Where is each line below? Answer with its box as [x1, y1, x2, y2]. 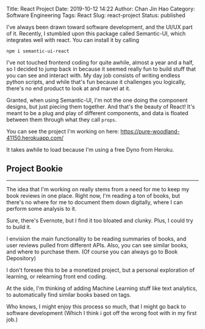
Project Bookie [6, 164, 63, 174]
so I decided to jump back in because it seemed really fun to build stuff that [6, 65, 196, 73]
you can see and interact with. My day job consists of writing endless [6, 72, 181, 79]
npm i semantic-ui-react [6, 48, 70, 54]
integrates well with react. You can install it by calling [6, 37, 139, 43]
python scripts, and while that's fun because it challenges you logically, [6, 79, 186, 85]
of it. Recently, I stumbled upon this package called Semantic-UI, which [6, 30, 186, 37]
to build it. [6, 223, 32, 230]
